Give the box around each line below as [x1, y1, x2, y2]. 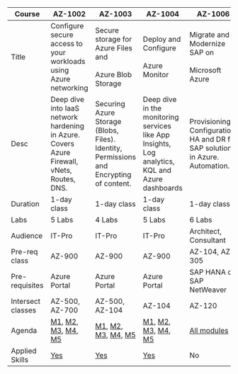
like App [142, 130, 170, 140]
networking [50, 83, 89, 93]
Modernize [189, 39, 226, 48]
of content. [95, 178, 132, 188]
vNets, [50, 166, 72, 175]
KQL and [142, 166, 172, 175]
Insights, [142, 139, 171, 148]
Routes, [50, 174, 76, 183]
